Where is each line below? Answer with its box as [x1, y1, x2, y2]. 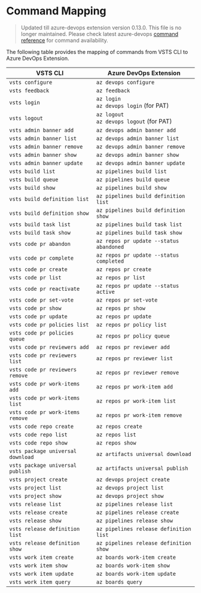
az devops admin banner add [96, 127, 176, 133]
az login [96, 95, 121, 102]
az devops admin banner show [96, 151, 179, 158]
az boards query [96, 579, 142, 585]
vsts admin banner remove [9, 143, 83, 150]
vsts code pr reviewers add [9, 343, 89, 351]
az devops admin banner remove [96, 143, 185, 150]
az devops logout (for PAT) [96, 117, 172, 125]
